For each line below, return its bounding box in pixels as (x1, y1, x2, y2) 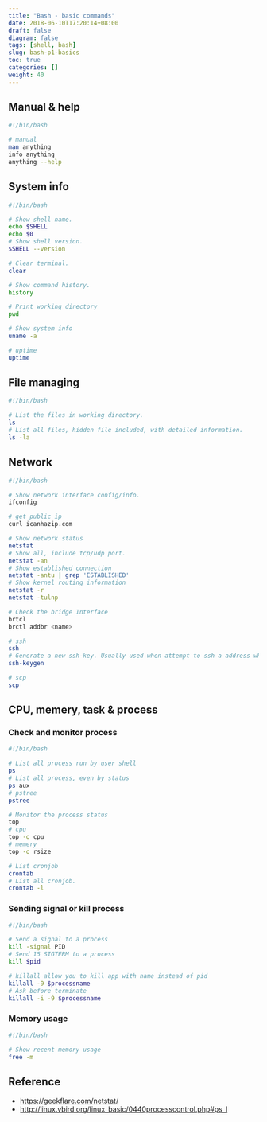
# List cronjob (8, 862, 59, 870)
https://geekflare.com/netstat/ (19, 1096, 119, 1106)
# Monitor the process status (8, 811, 109, 819)
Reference (8, 1075, 61, 1089)
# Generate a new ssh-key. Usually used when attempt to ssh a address (8, 652, 250, 660)
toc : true (8, 56, 41, 64)
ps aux (8, 781, 30, 789)
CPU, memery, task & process (8, 703, 159, 717)
